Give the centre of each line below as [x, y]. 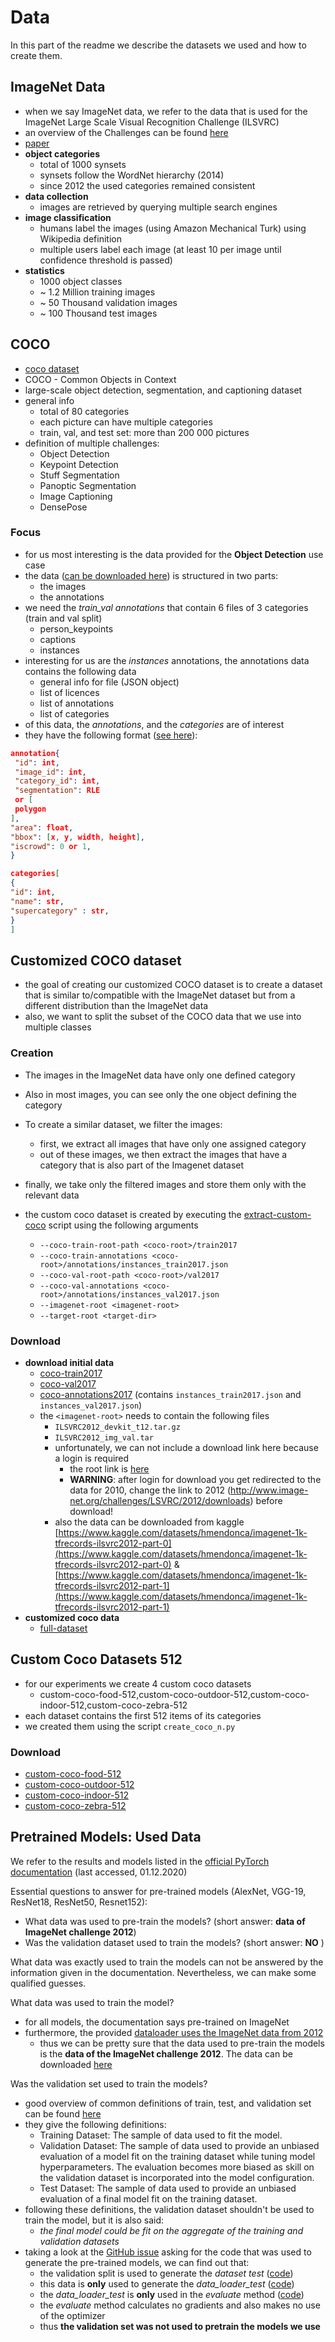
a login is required [92, 1458]
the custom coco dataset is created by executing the [133, 1214]
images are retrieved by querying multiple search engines [158, 207]
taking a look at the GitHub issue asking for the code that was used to [168, 2252]
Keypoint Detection [79, 464]
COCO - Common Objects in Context [100, 379]
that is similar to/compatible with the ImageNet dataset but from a [160, 995]
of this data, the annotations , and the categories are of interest [154, 724]
